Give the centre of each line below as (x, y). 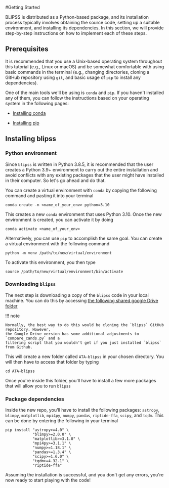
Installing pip (26, 123)
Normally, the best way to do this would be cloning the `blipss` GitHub (85, 325)
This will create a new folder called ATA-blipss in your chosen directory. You (85, 357)
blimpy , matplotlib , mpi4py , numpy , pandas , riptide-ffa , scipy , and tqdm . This (85, 415)
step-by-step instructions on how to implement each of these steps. (76, 33)
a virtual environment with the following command (57, 243)
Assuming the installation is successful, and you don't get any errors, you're (85, 475)
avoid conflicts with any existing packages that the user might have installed (85, 175)
